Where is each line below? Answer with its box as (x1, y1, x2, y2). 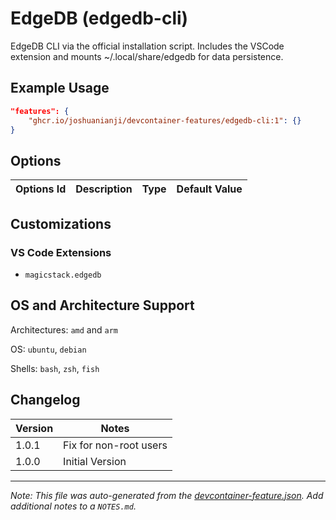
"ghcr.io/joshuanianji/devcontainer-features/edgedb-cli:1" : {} (28, 115, 302, 126)
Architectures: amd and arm (10, 323, 118, 336)
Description (75, 182, 133, 196)
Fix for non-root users (63, 438, 168, 452)
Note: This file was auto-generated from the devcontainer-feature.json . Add (10, 489, 324, 501)
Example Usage (10, 80, 110, 97)
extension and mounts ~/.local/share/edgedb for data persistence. (10, 50, 284, 62)
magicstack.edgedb (24, 270, 102, 280)
